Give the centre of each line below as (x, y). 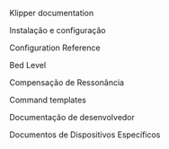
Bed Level (28, 65)
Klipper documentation (52, 13)
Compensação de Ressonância (67, 83)
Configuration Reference (55, 48)
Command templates (48, 100)
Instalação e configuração (58, 30)
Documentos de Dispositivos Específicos (85, 135)
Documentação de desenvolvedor (72, 117)
